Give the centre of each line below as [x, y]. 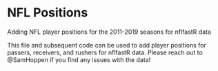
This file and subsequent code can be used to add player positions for [107, 45]
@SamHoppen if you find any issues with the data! [79, 59]
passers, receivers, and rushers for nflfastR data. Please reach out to [105, 52]
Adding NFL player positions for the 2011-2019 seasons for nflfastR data [109, 32]
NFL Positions [48, 13]
